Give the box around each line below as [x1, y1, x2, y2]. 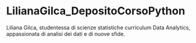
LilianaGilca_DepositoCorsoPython [6, 4, 186, 18]
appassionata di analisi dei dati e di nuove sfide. [6, 30, 125, 37]
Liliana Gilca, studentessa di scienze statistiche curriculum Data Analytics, [6, 24, 191, 31]
